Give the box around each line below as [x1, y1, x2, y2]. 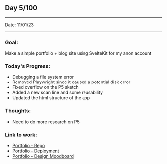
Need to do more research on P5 [12, 119, 80, 125]
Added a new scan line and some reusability [12, 89, 103, 96]
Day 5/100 [5, 4, 38, 12]
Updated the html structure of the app [12, 95, 90, 101]
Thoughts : [5, 107, 31, 114]
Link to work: [5, 131, 37, 138]
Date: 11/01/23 [5, 22, 34, 28]
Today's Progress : [5, 63, 51, 70]
